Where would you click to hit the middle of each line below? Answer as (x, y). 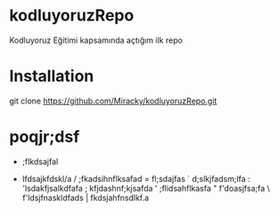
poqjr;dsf (45, 137)
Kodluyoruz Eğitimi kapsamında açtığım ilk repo (96, 40)
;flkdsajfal (40, 161)
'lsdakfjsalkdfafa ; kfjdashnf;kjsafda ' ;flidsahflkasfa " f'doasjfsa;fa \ (146, 188)
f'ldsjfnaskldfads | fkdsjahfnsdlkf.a (86, 198)
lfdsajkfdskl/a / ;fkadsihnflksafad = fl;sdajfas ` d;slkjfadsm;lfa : (136, 178)
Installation (52, 76)
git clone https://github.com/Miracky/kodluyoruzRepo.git (113, 101)
